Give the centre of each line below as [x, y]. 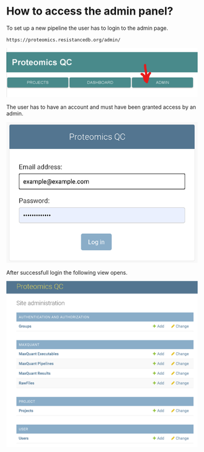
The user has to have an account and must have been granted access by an [101, 107]
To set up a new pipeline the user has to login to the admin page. [87, 28]
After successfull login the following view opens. [67, 272]
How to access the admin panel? [90, 11]
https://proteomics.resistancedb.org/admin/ [63, 40]
